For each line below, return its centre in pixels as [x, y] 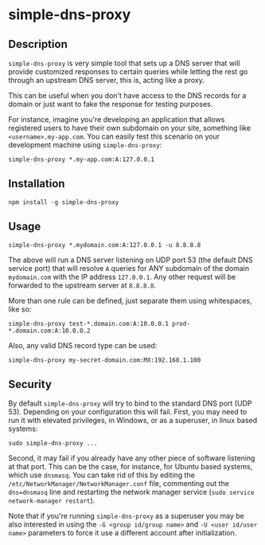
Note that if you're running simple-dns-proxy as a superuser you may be [126, 516]
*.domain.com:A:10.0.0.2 [49, 331]
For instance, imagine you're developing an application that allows [117, 120]
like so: [20, 309]
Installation [37, 184]
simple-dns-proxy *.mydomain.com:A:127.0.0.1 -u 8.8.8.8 [105, 245]
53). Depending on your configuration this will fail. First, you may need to [128, 412]
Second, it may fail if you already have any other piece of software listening [132, 458]
